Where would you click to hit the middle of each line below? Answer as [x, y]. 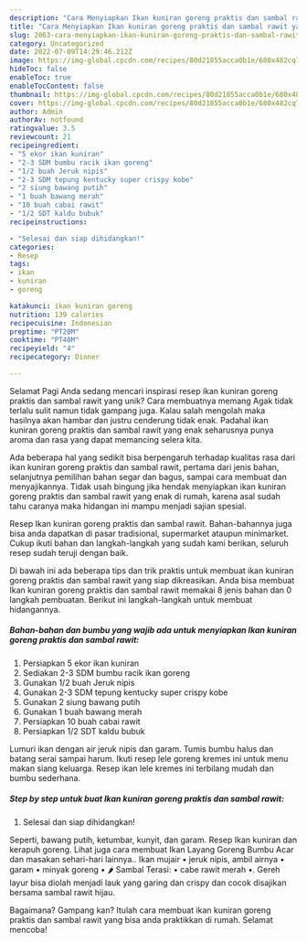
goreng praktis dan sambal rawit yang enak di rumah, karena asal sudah [145, 496]
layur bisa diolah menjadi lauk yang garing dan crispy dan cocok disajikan [148, 883]
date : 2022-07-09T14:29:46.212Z [71, 52]
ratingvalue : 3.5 [42, 129]
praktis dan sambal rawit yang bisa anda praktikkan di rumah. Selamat [142, 919]
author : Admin [37, 112]
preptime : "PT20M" [44, 332]
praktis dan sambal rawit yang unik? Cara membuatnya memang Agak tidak [152, 401]
